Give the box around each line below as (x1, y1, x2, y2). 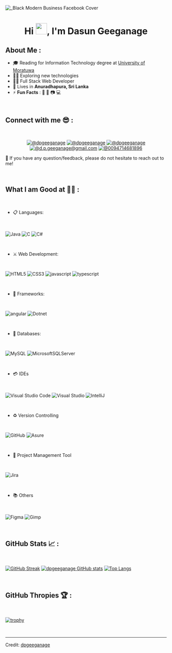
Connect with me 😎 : (5, 116, 73, 125)
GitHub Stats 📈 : (5, 540, 59, 548)
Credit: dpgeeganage (5, 642, 50, 648)
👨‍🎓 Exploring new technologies (12, 72, 79, 79)
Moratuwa (12, 67, 35, 73)
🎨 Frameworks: (12, 291, 45, 297)
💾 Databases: (12, 330, 41, 336)
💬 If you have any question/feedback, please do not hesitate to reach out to (5, 155, 164, 161)
